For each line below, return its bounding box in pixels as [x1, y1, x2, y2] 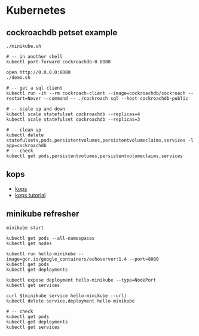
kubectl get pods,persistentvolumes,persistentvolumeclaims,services [6, 153, 183, 159]
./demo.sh [6, 75, 31, 81]
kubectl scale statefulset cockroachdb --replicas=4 [6, 111, 140, 117]
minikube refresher [6, 209, 79, 219]
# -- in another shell [6, 54, 63, 60]
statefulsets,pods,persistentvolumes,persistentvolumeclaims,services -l [6, 138, 194, 143]
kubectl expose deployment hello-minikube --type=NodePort [6, 277, 157, 283]
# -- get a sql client [6, 85, 63, 91]
